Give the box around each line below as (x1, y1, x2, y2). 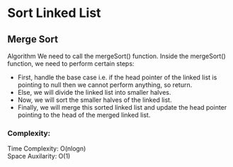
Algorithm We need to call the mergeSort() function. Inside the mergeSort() (7, 52, 227, 60)
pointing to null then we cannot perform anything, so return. (17, 81, 193, 89)
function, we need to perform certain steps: (7, 59, 135, 68)
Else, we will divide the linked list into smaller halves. (17, 88, 171, 96)
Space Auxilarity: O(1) (7, 152, 71, 161)
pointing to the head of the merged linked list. (17, 111, 151, 119)
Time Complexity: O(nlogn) (7, 144, 86, 153)
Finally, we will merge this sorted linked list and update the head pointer (17, 103, 227, 111)
